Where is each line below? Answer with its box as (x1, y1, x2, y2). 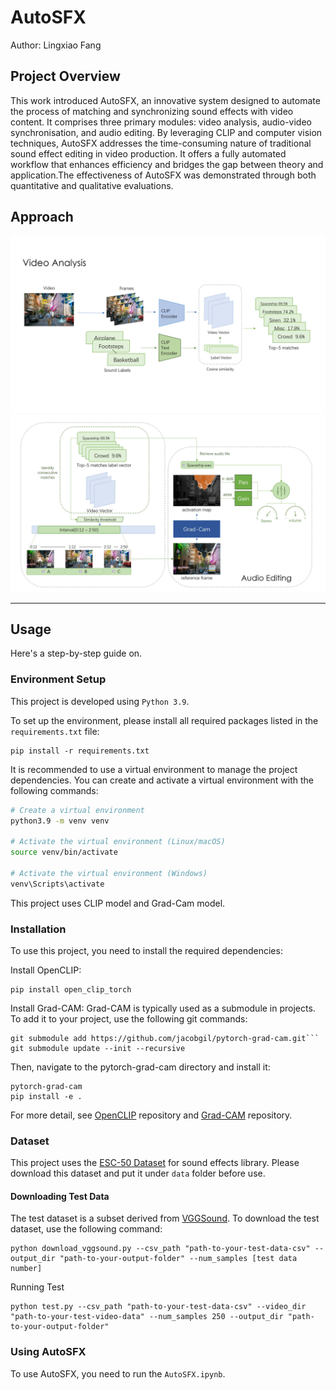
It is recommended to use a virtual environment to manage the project (10, 763, 298, 775)
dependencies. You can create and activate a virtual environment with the (10, 774, 314, 786)
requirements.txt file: (10, 725, 100, 737)
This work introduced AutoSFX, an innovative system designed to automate (10, 94, 321, 106)
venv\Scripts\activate (10, 879, 105, 889)
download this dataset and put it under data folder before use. (10, 1167, 266, 1180)
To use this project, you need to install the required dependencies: (10, 944, 283, 956)
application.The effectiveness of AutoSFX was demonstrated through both (10, 169, 317, 181)
